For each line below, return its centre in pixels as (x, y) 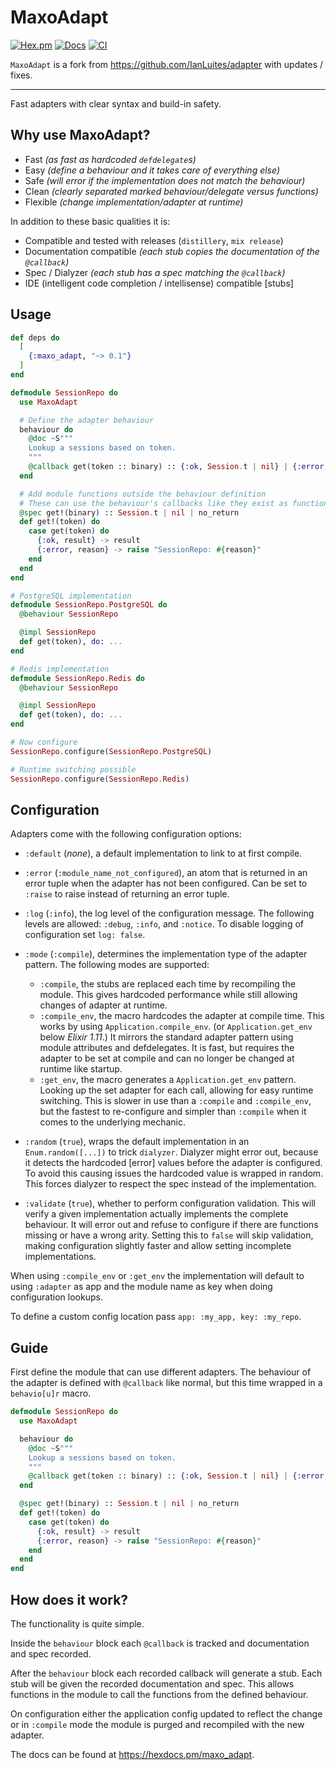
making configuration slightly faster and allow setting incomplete (158, 1246)
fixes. (21, 75)
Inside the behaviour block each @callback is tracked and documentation (160, 1643)
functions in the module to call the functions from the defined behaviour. (159, 1694)
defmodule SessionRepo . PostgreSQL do (89, 605)
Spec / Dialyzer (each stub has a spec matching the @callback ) (155, 272)
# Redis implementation (60, 669)
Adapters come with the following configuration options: (126, 834)
